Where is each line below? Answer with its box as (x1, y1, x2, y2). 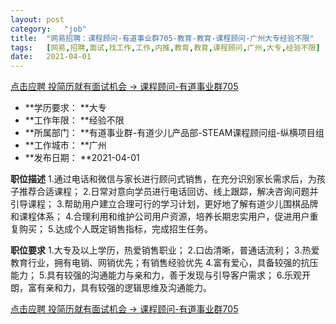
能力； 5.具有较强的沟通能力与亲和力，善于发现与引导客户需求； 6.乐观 (10, 269, 303, 281)
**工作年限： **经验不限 (24, 114, 125, 126)
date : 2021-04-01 (10, 52, 92, 62)
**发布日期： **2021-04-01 (24, 152, 140, 164)
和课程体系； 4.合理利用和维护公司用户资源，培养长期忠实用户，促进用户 (10, 211, 310, 223)
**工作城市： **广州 (24, 139, 107, 151)
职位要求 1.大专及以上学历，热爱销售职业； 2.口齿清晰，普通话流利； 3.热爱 (10, 244, 320, 256)
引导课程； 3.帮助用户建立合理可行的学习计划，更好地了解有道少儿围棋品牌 (10, 198, 319, 210)
